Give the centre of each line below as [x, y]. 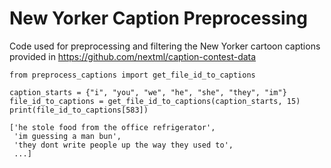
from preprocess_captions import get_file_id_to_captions [132, 75]
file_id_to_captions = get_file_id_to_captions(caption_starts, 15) [155, 101]
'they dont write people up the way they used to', [123, 145]
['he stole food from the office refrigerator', [112, 127]
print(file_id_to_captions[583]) [79, 110]
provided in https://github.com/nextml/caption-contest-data [133, 56]
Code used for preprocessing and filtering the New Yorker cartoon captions [165, 46]
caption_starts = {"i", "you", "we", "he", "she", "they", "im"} [148, 92]
